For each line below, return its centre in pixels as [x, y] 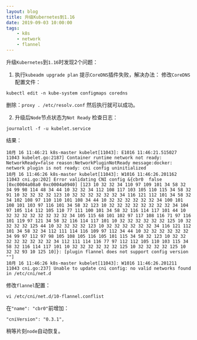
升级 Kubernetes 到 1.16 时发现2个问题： [52, 62]
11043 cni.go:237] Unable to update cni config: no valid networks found [99, 268]
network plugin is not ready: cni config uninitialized [76, 168]
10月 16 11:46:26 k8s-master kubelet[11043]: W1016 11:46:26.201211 [91, 263]
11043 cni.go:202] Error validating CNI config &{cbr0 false [84, 179]
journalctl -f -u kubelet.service [49, 128]
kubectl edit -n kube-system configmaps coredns [67, 93]
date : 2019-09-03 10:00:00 [39, 22]
